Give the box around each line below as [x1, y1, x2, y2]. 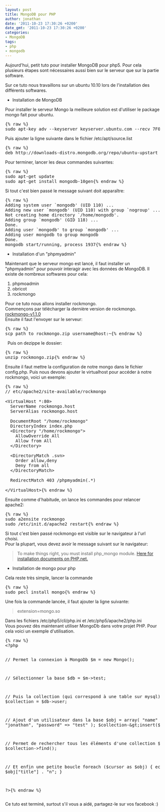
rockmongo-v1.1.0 [5, 311, 41, 317]
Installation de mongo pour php [12, 565, 76, 571]
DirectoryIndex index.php [10, 423, 73, 429]
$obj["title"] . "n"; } [5, 769, 62, 775]
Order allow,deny [15, 458, 57, 463]
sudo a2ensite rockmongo [5, 516, 65, 522]
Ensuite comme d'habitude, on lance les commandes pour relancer [5, 496, 141, 502]
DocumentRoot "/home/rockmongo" [10, 418, 88, 424]
